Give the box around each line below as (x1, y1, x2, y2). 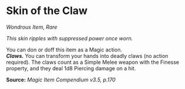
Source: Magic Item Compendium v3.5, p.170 (6, 76, 116, 83)
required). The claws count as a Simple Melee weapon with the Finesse (6, 59, 180, 66)
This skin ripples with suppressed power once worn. (6, 35, 133, 42)
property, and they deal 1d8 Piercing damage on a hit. (6, 64, 137, 71)
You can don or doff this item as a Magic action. (6, 46, 123, 53)
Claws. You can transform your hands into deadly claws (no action (6, 52, 169, 59)
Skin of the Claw (6, 4, 88, 18)
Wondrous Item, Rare (6, 23, 58, 30)
